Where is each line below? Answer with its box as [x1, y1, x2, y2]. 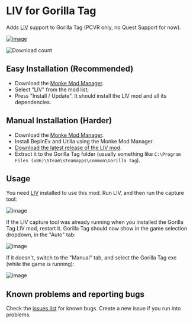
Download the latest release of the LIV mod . [14, 144, 123, 151]
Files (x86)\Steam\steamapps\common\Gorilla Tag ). [14, 156, 141, 163]
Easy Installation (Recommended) [6, 64, 134, 74]
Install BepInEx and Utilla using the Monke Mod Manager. [14, 137, 154, 145]
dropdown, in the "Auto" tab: [6, 231, 76, 238]
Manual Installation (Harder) [6, 116, 112, 126]
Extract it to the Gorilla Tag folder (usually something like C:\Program [14, 150, 181, 158]
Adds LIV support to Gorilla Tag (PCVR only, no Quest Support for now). [6, 24, 182, 31]
